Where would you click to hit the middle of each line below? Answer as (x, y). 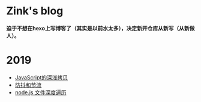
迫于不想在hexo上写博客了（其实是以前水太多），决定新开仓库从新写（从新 (98, 28)
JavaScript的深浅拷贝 (41, 77)
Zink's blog (35, 11)
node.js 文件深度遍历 (40, 92)
